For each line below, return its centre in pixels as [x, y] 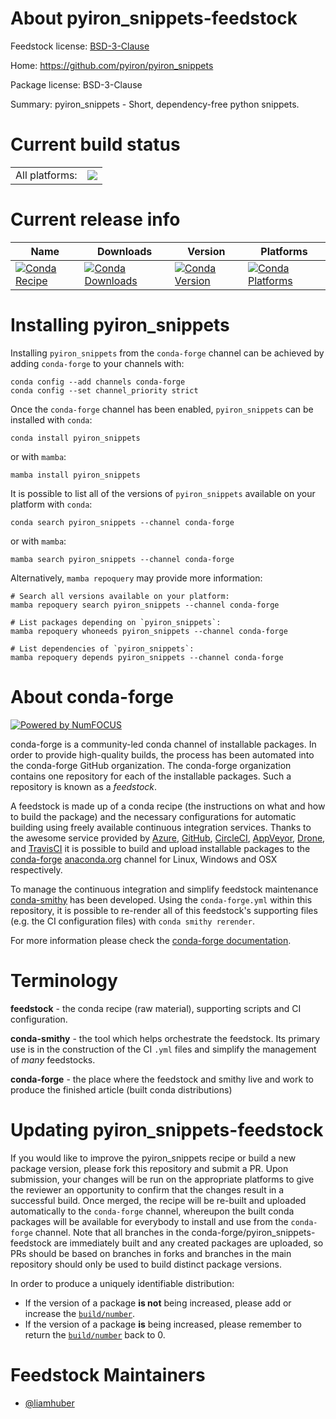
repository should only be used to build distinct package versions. [146, 1264]
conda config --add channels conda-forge [98, 382]
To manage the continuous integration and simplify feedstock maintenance [164, 889]
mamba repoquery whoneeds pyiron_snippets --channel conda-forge [149, 631]
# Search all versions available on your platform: [120, 596]
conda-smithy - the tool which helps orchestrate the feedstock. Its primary [165, 1038]
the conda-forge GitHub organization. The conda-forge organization [151, 765]
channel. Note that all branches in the [112, 1232]
